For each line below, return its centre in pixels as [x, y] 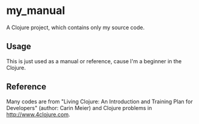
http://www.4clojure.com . [38, 114]
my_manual [36, 11]
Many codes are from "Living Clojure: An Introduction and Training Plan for [99, 102]
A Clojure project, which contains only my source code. [76, 27]
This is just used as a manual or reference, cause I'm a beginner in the [94, 61]
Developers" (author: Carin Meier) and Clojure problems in [79, 108]
